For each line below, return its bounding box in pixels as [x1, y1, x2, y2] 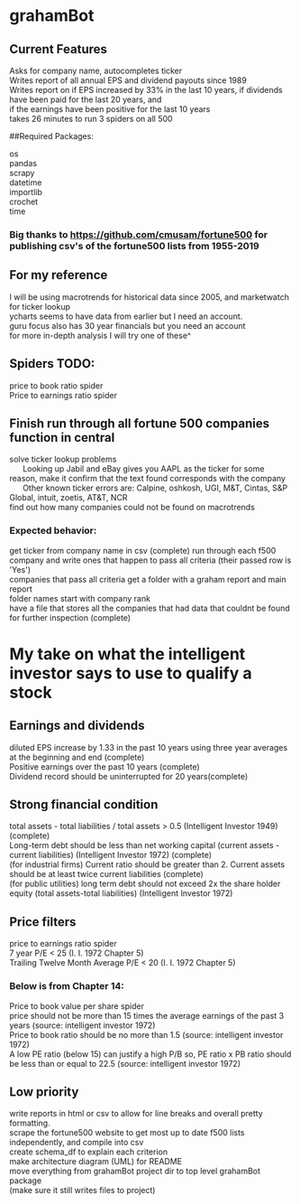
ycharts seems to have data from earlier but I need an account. [9, 311, 243, 322]
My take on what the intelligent [9, 643, 246, 664]
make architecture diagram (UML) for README [9, 1156, 183, 1167]
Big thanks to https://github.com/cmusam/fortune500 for [9, 228, 268, 240]
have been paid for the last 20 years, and [9, 94, 162, 105]
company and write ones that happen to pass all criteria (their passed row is [9, 555, 292, 565]
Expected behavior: [9, 525, 97, 537]
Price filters [9, 914, 77, 929]
